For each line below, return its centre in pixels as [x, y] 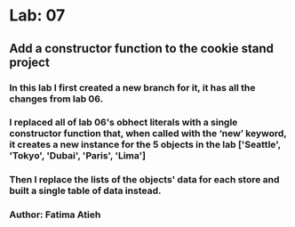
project [30, 62]
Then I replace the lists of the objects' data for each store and [144, 180]
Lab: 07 [37, 16]
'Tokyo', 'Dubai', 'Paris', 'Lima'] [78, 156]
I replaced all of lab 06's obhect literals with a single [124, 123]
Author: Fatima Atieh [55, 215]
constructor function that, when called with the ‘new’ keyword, [148, 134]
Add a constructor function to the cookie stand [141, 49]
